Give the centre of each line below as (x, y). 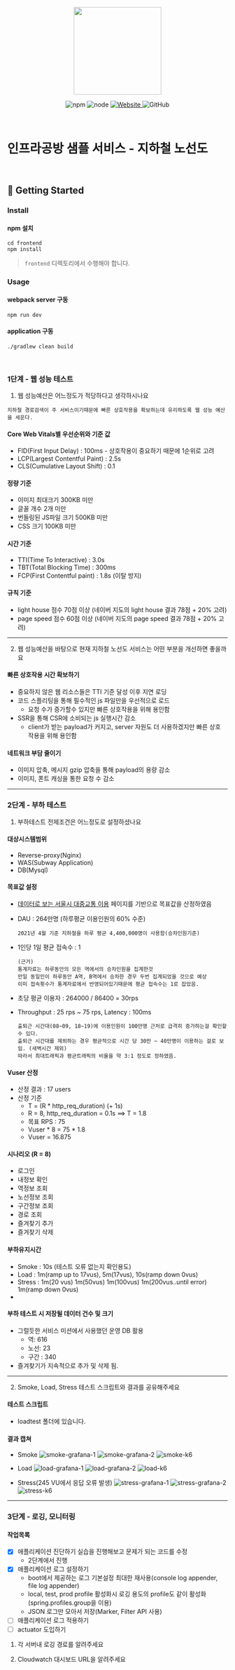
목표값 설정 (22, 887)
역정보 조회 (33, 1188)
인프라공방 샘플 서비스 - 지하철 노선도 (108, 149)
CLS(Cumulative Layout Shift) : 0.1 (66, 466)
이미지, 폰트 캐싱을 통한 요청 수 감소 (66, 779)
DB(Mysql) (33, 870)
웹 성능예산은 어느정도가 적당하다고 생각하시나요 (83, 395)
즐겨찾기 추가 (35, 1223)
